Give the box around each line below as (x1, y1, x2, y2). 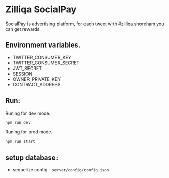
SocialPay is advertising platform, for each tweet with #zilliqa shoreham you (5, 20, 164, 27)
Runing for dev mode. (5, 110, 51, 116)
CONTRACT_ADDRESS (12, 81, 61, 87)
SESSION (12, 71, 33, 77)
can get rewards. (5, 26, 41, 32)
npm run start (5, 139, 36, 144)
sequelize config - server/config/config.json (12, 167, 109, 173)
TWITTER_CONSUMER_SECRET (12, 60, 80, 66)
